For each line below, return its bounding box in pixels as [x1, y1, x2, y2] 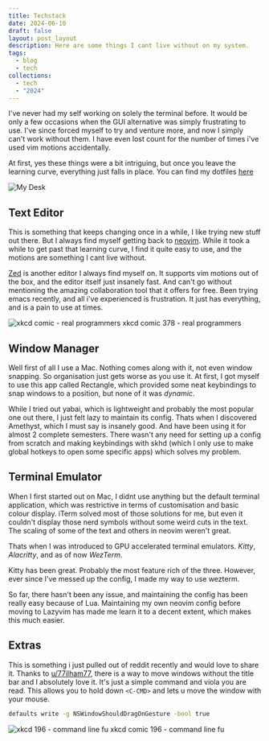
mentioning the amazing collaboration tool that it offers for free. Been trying [8, 286, 259, 295]
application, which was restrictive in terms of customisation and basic [8, 500, 239, 509]
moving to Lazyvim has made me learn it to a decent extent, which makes [8, 607, 251, 616]
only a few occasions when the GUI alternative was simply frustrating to [8, 117, 247, 127]
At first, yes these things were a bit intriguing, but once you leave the [8, 158, 237, 168]
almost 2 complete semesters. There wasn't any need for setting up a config [8, 430, 262, 439]
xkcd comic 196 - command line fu [110, 724, 225, 734]
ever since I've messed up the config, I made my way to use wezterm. [8, 574, 240, 583]
